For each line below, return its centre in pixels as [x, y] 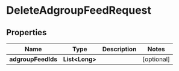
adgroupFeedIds [33, 59]
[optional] [156, 59]
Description [119, 49]
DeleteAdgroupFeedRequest [79, 10]
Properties [27, 33]
